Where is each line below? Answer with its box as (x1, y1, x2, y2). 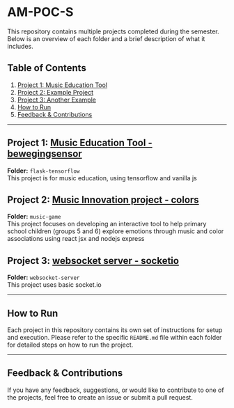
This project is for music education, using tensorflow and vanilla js (7, 173, 197, 182)
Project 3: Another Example (17, 95, 96, 104)
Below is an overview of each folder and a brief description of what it (7, 34, 205, 42)
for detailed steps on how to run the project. (7, 340, 134, 349)
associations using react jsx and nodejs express (7, 235, 145, 243)
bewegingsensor (7, 148, 82, 160)
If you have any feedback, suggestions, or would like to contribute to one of (7, 386, 224, 394)
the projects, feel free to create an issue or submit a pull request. (7, 393, 193, 401)
